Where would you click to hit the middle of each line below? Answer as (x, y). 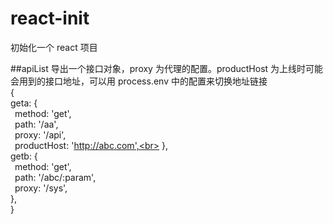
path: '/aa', (36, 124)
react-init (50, 18)
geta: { (24, 103)
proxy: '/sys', (41, 188)
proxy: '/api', (40, 134)
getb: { (24, 156)
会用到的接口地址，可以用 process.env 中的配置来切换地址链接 (139, 81)
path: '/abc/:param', (55, 177)
